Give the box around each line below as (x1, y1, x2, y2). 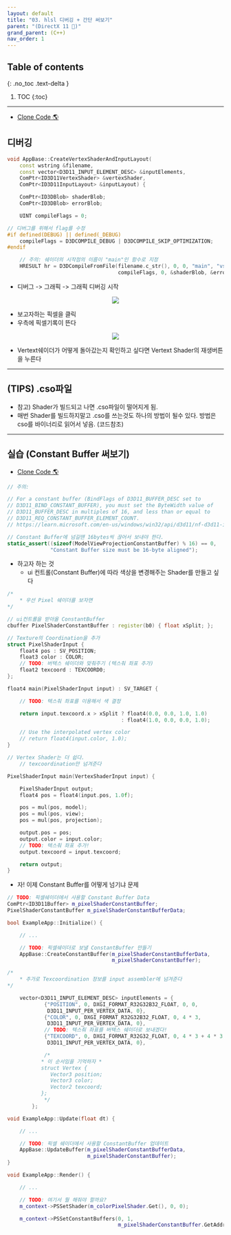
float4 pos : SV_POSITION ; (19, 647, 97, 654)
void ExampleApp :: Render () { (7, 1172, 91, 1179)
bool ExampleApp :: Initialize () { (7, 919, 103, 926)
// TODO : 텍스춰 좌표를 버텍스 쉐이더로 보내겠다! (43, 1027, 168, 1034)
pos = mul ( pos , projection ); (19, 817, 103, 824)
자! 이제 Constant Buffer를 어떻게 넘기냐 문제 (16, 880, 139, 889)
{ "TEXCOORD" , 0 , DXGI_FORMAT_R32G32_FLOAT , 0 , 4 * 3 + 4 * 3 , (43, 1033, 226, 1040)
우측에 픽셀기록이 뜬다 (16, 318, 77, 326)
